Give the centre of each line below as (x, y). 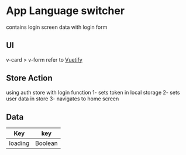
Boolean (46, 143)
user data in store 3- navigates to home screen (63, 99)
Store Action (29, 78)
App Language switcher (65, 11)
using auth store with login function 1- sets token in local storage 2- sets (93, 92)
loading (19, 143)
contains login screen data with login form (57, 27)
